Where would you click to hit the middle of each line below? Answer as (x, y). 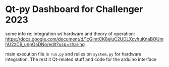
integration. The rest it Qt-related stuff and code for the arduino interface (81, 59)
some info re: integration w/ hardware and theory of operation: (70, 33)
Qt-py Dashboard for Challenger (74, 9)
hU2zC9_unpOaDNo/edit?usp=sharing (45, 44)
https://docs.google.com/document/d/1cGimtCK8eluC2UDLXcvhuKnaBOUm (84, 39)
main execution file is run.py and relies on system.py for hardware (73, 54)
